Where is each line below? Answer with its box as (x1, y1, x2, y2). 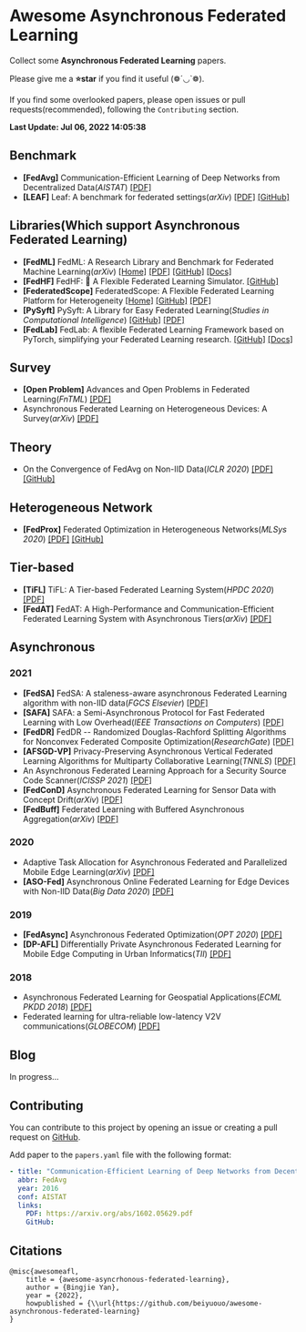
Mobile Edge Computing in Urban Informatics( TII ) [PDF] (22, 949, 232, 960)
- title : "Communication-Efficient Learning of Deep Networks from (9, 1167, 271, 1176)
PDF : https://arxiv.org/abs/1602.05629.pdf (25, 1209, 194, 1218)
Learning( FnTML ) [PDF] (22, 393, 112, 405)
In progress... (9, 1072, 59, 1083)
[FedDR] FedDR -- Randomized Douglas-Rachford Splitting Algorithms (22, 726, 287, 737)
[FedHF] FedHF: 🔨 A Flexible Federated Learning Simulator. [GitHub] (22, 275, 280, 287)
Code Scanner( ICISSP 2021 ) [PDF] (22, 775, 152, 786)
